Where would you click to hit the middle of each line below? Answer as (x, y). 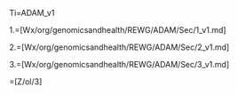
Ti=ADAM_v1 (32, 13)
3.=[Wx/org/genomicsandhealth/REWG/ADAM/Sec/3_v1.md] (119, 64)
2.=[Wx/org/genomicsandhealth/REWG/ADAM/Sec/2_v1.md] (119, 47)
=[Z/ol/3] (26, 82)
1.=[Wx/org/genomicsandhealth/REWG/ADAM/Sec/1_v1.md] (118, 30)
